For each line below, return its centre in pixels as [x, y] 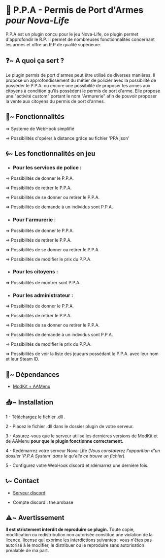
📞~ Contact [22, 481]
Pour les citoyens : [35, 272]
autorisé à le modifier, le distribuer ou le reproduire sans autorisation [75, 545]
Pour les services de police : [47, 167]
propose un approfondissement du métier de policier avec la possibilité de [81, 80]
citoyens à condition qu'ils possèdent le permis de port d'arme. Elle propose [83, 91]
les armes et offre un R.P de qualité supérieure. [53, 44]
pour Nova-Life [37, 20]
